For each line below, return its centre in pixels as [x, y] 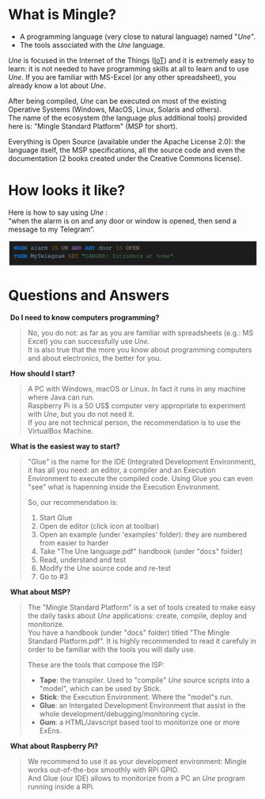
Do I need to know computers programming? [85, 318]
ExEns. [50, 731]
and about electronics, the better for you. [95, 358]
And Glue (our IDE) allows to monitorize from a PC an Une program [136, 778]
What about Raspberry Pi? [54, 746]
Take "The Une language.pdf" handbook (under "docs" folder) [141, 552]
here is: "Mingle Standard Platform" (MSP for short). [93, 126]
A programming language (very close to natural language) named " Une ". [138, 36]
